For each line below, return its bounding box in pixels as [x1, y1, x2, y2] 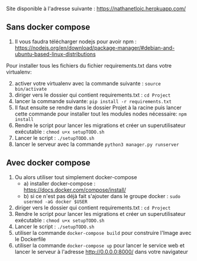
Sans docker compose [6, 22, 91, 32]
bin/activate [14, 86, 47, 92]
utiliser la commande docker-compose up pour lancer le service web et [14, 241, 185, 249]
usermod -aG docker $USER [23, 199, 88, 205]
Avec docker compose [6, 158, 91, 168]
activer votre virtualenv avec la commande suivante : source [14, 79, 161, 87]
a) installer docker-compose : [23, 180, 96, 187]
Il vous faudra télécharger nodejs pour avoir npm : [14, 38, 137, 45]
